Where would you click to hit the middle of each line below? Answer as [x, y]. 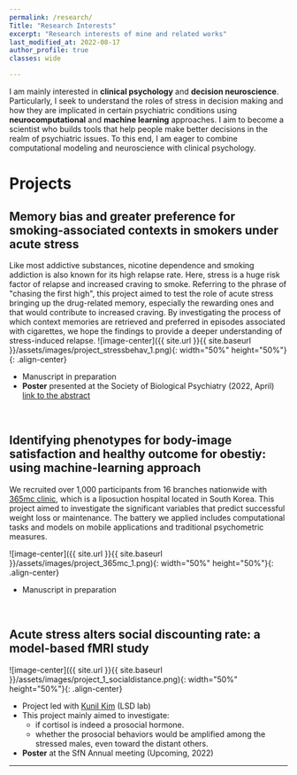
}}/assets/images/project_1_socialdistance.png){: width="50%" [124, 679]
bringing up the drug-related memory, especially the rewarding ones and [141, 303]
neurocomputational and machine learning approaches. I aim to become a [147, 120]
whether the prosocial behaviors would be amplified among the [150, 734]
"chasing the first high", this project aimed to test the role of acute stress [141, 294]
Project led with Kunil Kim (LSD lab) [87, 706]
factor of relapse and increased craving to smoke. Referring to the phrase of [148, 284]
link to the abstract [56, 395]
